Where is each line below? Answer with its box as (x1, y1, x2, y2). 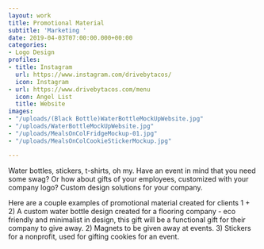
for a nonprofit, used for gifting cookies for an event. (8, 232, 180, 241)
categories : (8, 41, 48, 49)
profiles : (8, 56, 41, 64)
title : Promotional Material (8, 19, 105, 27)
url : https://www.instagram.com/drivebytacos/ (15, 71, 172, 79)
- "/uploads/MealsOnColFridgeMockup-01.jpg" (8, 129, 158, 137)
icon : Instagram (15, 78, 69, 86)
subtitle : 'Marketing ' (8, 26, 87, 34)
